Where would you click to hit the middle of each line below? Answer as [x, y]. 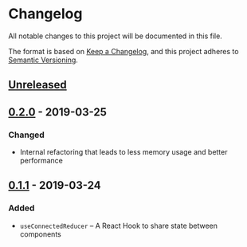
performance [41, 161]
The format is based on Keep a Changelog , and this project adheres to [123, 51]
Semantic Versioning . [43, 60]
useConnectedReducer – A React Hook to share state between [118, 225]
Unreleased [38, 85]
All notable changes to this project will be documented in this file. [116, 36]
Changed [27, 135]
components [40, 234]
